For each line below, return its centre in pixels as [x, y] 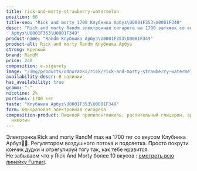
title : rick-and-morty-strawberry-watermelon [62, 11]
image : [14, 71]
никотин [21, 121]
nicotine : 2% [22, 93]
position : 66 [22, 17]
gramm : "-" [19, 88]
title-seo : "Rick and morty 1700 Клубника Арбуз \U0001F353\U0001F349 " [94, 22]
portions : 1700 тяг [30, 98]
